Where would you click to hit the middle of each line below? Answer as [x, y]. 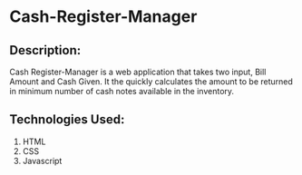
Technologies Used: [67, 120]
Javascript [42, 160]
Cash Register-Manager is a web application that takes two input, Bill [138, 72]
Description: [45, 50]
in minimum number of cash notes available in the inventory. [122, 91]
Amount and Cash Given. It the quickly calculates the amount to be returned [151, 82]
